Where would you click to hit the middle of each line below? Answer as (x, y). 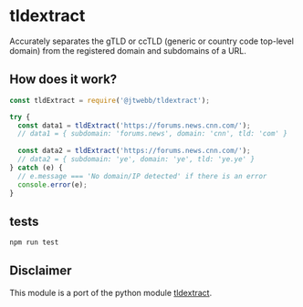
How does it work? (63, 80)
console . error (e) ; (53, 184)
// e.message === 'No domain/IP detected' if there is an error (142, 176)
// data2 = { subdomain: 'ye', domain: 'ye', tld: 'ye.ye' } (136, 159)
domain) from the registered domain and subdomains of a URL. (128, 50)
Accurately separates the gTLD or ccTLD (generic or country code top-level (152, 41)
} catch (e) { (37, 168)
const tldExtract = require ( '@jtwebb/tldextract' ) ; (110, 100)
